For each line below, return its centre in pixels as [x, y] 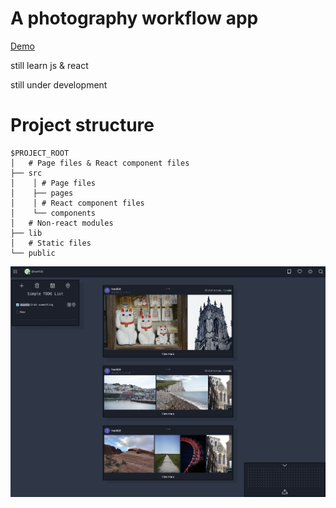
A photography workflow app [134, 18]
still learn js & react [49, 65]
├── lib [26, 233]
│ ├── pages [42, 193]
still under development [59, 84]
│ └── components [53, 213]
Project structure [82, 125]
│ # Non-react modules [62, 223]
